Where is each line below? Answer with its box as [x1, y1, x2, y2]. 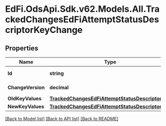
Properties [5, 44, 39, 52]
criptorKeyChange [5, 25, 83, 35]
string [49, 70, 64, 77]
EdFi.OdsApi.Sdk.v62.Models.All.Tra [5, 3, 160, 15]
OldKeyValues [7, 95, 42, 102]
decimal [49, 84, 69, 91]
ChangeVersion [7, 84, 45, 91]
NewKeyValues [7, 103, 44, 110]
